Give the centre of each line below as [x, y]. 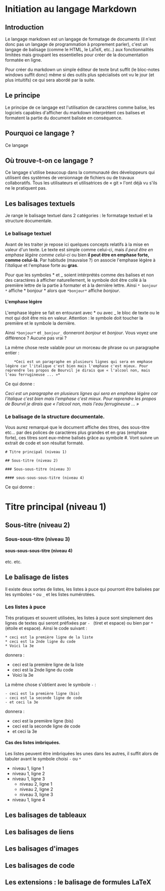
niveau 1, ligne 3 [28, 779]
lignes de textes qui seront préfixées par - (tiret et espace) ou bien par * [79, 623]
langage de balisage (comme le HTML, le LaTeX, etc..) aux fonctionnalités [80, 49]
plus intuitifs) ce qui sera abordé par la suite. [50, 80]
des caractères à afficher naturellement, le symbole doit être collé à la [76, 280]
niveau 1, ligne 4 [28, 800]
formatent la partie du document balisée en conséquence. [64, 118]
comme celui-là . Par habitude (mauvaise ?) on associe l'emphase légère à [80, 260]
